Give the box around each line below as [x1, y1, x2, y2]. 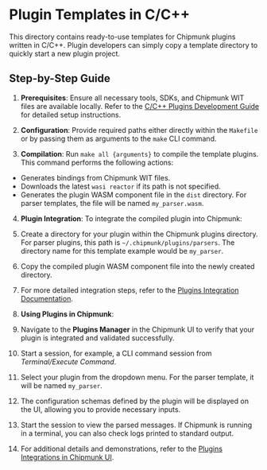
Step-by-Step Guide [9, 72, 110, 85]
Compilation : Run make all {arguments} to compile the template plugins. [20, 149, 259, 158]
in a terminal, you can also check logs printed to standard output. [20, 428, 234, 438]
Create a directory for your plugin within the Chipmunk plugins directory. [20, 229, 258, 239]
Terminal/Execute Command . [20, 356, 117, 367]
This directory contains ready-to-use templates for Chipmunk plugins [9, 32, 236, 41]
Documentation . [20, 293, 74, 303]
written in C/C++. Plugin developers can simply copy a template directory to [9, 40, 258, 49]
